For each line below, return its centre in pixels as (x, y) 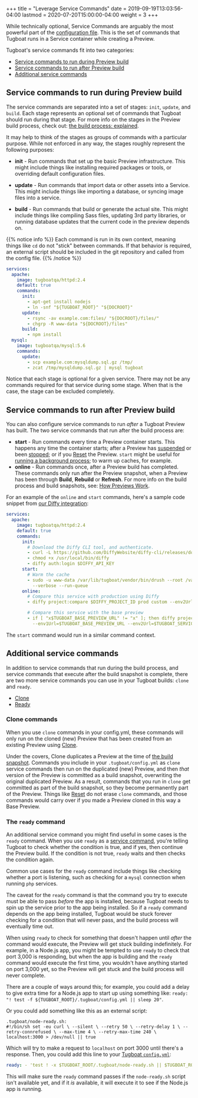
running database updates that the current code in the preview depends (102, 221)
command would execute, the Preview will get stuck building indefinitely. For (99, 944)
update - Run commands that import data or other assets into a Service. (102, 185)
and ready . (19, 686)
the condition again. (30, 860)
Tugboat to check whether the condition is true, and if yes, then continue (95, 847)
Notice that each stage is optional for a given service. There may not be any (98, 379)
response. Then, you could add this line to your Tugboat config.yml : (89, 1054)
